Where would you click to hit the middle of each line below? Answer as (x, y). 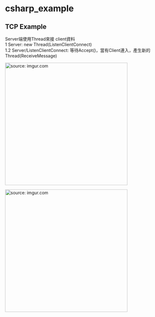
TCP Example (26, 27)
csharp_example (40, 9)
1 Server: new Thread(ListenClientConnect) (48, 44)
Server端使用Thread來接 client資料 (40, 39)
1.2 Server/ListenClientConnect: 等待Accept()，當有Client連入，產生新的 (78, 50)
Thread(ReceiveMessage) (31, 56)
